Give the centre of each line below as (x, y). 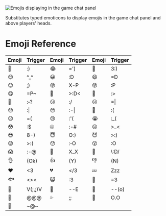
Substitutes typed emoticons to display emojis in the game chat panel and (83, 18)
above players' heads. (29, 23)
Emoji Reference (41, 44)
